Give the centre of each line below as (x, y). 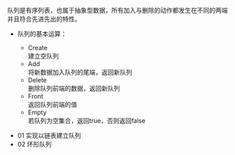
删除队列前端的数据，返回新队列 (74, 88)
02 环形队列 (35, 144)
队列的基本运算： (42, 34)
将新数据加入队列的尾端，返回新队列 (80, 72)
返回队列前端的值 (52, 104)
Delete (37, 80)
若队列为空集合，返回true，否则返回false (86, 120)
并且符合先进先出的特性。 (44, 19)
